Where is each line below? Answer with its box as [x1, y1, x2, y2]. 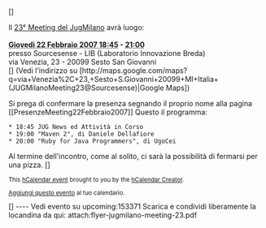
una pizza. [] [8, 160, 50, 170]
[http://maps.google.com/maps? [79, 66, 188, 75]
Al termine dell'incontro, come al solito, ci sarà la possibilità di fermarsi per [8, 152, 259, 161]
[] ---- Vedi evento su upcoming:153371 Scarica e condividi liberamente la [8, 202, 256, 212]
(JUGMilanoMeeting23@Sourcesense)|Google [8, 83, 164, 92]
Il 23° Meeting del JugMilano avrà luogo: [8, 23, 145, 32]
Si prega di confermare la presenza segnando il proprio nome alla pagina [8, 99, 253, 108]
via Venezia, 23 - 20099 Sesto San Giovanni [8, 57, 157, 67]
